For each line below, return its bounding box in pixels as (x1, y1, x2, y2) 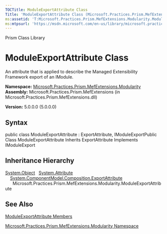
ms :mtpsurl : (5, 21, 30, 26)
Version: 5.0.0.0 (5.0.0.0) (5, 104, 57, 110)
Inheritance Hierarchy (5, 156, 75, 165)
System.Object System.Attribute (5, 170, 73, 176)
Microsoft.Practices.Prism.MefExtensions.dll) (5, 94, 98, 100)
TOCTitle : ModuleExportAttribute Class (5, 7, 88, 12)
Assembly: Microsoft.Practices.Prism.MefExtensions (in (5, 89, 120, 95)
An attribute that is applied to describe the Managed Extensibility (5, 69, 138, 75)
